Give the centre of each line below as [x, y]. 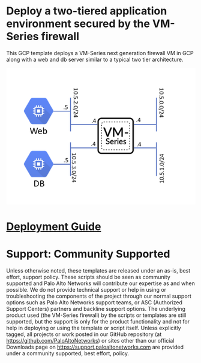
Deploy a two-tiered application [87, 11]
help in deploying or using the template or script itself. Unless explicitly [94, 328]
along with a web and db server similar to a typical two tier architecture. [95, 59]
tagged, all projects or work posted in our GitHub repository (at [84, 334]
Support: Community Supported [88, 254]
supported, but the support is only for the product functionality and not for [98, 321]
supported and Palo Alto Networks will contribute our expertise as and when [100, 283]
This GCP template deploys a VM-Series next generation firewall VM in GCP [100, 53]
